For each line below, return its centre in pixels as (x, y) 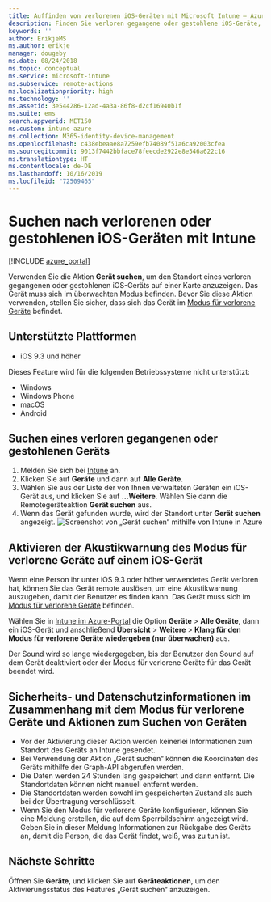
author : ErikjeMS (38, 38)
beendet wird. (31, 671)
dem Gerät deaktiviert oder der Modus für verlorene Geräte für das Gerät (130, 663)
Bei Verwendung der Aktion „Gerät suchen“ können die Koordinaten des (139, 759)
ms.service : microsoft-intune (59, 76)
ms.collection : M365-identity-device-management (92, 136)
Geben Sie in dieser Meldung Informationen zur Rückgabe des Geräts (135, 828)
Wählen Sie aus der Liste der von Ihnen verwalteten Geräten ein (126, 488)
